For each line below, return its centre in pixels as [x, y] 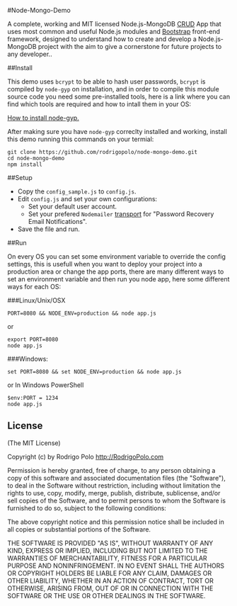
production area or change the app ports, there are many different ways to [116, 271]
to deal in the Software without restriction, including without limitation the [114, 486]
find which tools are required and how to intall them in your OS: [99, 104]
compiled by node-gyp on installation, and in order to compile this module [113, 89]
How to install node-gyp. [43, 118]
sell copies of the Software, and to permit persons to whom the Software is [117, 500]
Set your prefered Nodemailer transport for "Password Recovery [121, 214]
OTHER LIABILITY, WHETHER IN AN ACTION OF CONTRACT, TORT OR [110, 580]
